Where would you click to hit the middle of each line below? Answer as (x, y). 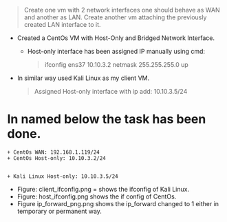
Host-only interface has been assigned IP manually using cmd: (116, 51)
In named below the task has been (107, 119)
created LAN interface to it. (62, 24)
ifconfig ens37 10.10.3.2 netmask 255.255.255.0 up (117, 64)
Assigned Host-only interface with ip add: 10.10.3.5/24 (111, 91)
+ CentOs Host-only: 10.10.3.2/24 (57, 158)
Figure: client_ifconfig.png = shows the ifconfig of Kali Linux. (103, 189)
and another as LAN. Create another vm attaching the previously (115, 17)
